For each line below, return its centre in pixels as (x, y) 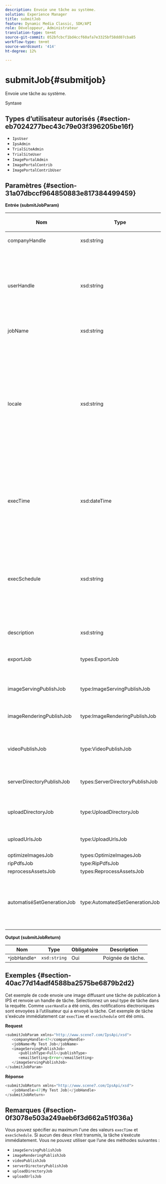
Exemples (21, 975)
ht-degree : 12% (21, 51)
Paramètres (23, 185)
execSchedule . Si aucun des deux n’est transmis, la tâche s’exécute (73, 1135)
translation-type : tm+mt (31, 33)
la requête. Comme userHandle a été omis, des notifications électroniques (80, 1005)
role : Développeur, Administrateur (42, 28)
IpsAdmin (21, 144)
